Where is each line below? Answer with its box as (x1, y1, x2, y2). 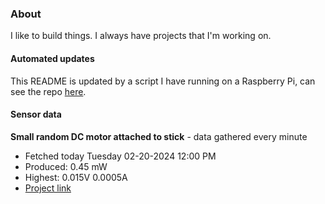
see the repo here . (10, 85, 87, 97)
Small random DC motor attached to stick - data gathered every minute (10, 130, 308, 142)
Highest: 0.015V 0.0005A (24, 171, 128, 183)
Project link (24, 182, 72, 194)
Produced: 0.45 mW (24, 160, 108, 172)
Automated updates (10, 52, 95, 64)
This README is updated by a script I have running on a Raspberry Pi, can (10, 75, 316, 87)
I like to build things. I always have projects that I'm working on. (10, 30, 272, 42)
